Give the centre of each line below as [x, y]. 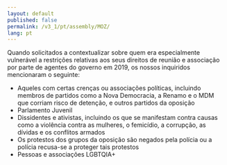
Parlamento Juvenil [45, 110]
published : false [32, 20]
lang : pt [20, 33]
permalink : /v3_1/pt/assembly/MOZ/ [59, 26]
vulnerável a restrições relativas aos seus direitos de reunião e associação [113, 60]
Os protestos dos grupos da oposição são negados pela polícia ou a [115, 140]
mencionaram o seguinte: [43, 75]
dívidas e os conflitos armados [61, 132]
